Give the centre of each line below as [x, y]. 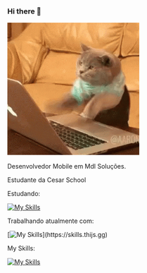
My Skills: [21, 248]
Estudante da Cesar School [47, 180]
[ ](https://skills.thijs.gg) [57, 235]
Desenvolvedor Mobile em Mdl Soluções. [67, 166]
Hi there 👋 [25, 11]
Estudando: [24, 194]
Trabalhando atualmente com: [51, 221]
